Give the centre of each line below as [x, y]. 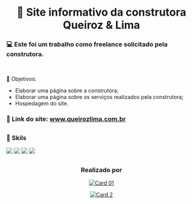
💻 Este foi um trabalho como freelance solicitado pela [87, 45]
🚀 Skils [16, 138]
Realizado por [101, 170]
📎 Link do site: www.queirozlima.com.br [66, 119]
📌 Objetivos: [21, 79]
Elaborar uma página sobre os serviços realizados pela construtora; [99, 97]
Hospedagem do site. [42, 104]
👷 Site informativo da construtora [101, 12]
